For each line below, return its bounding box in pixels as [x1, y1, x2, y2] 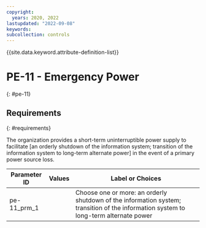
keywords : [6, 26, 32, 32]
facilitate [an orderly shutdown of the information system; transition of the [6, 142, 193, 150]
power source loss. [6, 156, 55, 163]
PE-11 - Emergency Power [6, 70, 140, 84]
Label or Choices [110, 174, 161, 183]
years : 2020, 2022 [12, 15, 59, 21]
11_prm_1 [9, 203, 39, 212]
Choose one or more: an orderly [75, 188, 167, 197]
